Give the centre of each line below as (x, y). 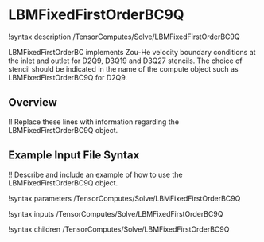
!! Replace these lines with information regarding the (94, 122)
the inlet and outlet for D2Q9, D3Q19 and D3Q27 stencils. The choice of (125, 60)
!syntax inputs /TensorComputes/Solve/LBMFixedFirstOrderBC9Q (116, 213)
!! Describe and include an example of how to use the (95, 174)
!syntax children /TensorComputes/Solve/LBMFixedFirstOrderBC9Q (119, 229)
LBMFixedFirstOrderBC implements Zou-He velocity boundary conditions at (132, 52)
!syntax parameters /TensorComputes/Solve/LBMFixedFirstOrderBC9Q (124, 198)
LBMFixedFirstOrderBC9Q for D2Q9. (68, 77)
